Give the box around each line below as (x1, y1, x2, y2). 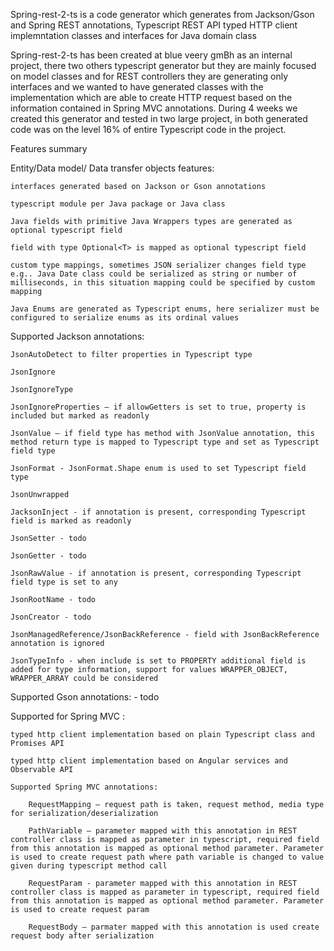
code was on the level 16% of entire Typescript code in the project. (10, 124, 287, 135)
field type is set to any (10, 577, 118, 587)
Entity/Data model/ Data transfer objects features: (10, 162, 215, 174)
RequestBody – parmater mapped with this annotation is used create (28, 922, 320, 932)
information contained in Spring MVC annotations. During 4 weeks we (10, 102, 298, 114)
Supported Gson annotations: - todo (10, 691, 160, 703)
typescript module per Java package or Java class (10, 199, 226, 209)
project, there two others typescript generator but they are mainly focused (10, 60, 317, 71)
